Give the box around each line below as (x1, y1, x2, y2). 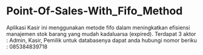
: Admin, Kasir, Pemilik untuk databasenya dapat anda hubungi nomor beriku (6, 36, 198, 44)
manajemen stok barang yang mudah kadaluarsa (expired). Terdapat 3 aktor (6, 30, 196, 37)
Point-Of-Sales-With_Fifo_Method (6, 4, 183, 18)
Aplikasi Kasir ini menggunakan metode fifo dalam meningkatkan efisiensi (6, 24, 190, 31)
